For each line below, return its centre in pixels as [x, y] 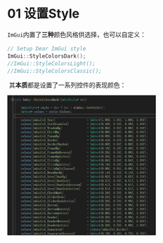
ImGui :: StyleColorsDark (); [47, 56]
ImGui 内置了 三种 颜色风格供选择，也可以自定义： [77, 34]
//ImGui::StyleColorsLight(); [52, 63]
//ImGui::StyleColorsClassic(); [54, 71]
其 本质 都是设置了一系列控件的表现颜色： [67, 85]
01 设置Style [43, 14]
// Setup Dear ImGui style [47, 48]
